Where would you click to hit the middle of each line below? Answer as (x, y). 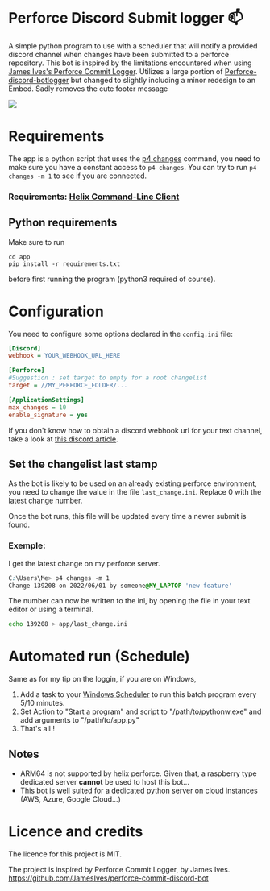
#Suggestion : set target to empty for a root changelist (108, 378)
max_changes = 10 (37, 407)
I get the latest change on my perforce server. (84, 563)
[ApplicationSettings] (46, 400)
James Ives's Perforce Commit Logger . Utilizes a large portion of (116, 71)
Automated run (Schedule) (100, 657)
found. (19, 525)
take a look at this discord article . (63, 439)
